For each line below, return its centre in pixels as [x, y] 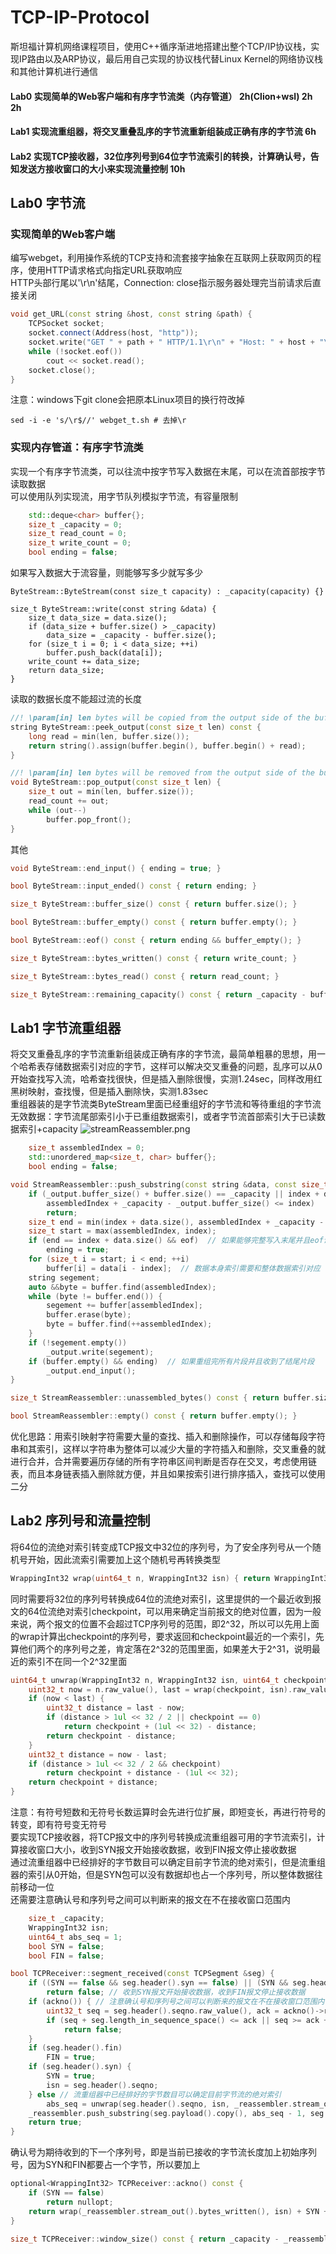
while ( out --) [57, 810]
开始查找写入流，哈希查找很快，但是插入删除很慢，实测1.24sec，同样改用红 [166, 1079]
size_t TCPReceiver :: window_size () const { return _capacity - [145, 2239]
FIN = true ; [71, 2057]
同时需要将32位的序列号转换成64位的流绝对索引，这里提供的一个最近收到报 [166, 1598]
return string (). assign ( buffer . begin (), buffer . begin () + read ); [167, 746]
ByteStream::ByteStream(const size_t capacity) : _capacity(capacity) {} [167, 592]
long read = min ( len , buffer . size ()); [109, 736]
